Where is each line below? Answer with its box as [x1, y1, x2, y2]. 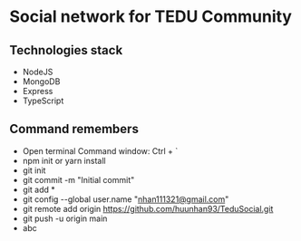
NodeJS [22, 66, 53, 77]
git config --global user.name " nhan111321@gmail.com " [22, 193, 229, 205]
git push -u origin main [22, 213, 108, 224]
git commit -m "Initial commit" [22, 174, 135, 185]
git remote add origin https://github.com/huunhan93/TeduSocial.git [22, 203, 274, 214]
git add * [22, 184, 56, 195]
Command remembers [9, 121, 139, 137]
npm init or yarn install [22, 155, 106, 166]
